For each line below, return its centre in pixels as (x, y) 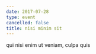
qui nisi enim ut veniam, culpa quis (48, 45)
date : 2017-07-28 (28, 12)
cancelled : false (28, 23)
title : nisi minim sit (34, 28)
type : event (21, 17)
